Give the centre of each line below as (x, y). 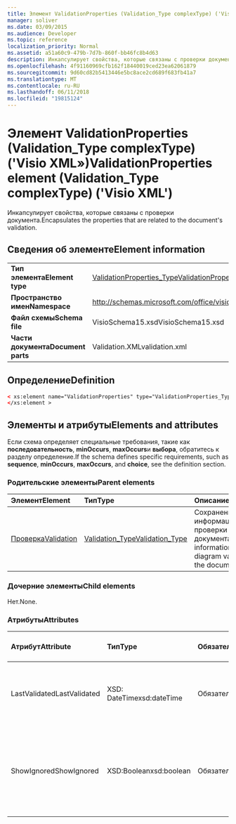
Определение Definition (61, 380)
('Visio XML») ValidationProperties (110, 163)
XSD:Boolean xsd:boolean (149, 771)
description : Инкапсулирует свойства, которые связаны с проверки (106, 60)
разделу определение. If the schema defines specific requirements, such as (118, 457)
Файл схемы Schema (47, 318)
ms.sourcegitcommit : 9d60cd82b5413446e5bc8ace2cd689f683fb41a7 (102, 72)
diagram (208, 556)
